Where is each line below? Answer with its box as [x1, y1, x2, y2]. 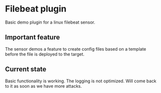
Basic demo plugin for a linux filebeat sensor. [5, 19, 95, 25]
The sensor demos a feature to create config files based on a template [5, 46, 146, 52]
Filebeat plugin [5, 3, 67, 14]
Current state [5, 65, 47, 73]
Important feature [5, 33, 60, 41]
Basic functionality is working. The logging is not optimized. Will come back [5, 78, 157, 84]
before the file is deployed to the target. [5, 51, 85, 57]
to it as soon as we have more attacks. [5, 83, 82, 89]
